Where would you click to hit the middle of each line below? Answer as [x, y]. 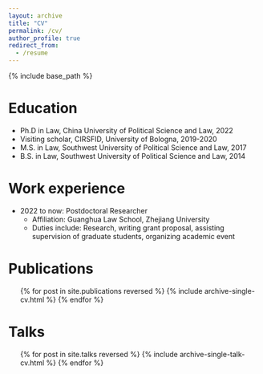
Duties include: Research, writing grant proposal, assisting [128, 228]
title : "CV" [28, 23]
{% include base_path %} [51, 76]
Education [43, 108]
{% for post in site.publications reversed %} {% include [111, 291]
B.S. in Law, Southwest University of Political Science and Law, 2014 [133, 156]
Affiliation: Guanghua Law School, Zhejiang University [121, 219]
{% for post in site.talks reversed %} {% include [99, 354]
